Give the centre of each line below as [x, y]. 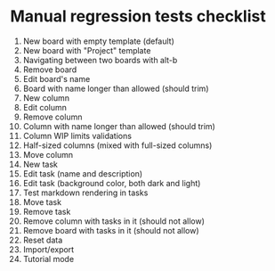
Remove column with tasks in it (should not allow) [114, 221]
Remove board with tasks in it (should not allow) [111, 230]
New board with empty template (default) [98, 41]
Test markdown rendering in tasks [85, 193]
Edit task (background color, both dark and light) [112, 183]
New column [46, 98]
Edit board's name [57, 78]
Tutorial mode [49, 259]
